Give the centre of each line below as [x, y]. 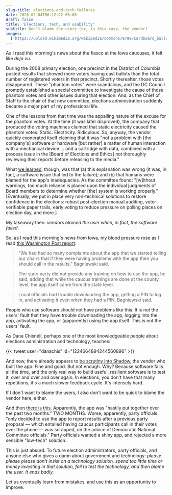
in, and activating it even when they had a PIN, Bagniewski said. [85, 300]
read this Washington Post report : [41, 243]
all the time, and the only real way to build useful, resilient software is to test [85, 372]
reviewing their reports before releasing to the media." [63, 159]
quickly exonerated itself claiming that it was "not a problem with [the [79, 138]
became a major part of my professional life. [52, 106]
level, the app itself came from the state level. [66, 284]
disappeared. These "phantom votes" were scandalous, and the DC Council [85, 84]
